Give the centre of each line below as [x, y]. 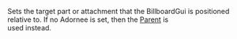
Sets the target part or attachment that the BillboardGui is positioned [118, 11]
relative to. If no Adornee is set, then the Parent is [88, 19]
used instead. [30, 28]
